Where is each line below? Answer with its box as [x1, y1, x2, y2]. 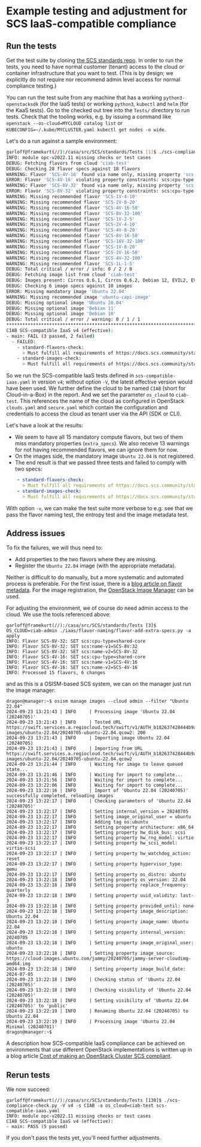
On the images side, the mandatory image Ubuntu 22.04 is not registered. [14, 453, 195, 460]
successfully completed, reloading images [6, 793, 114, 799]
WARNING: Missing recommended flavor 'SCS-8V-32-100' [6, 210, 144, 217]
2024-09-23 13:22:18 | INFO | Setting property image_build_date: [6, 966, 186, 972]
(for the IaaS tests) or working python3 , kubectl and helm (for [39, 100, 189, 107]
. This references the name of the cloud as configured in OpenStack [17, 397, 184, 405]
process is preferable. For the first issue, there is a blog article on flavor [6, 580, 182, 588]
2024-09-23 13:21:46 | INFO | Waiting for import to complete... [6, 772, 184, 778]
